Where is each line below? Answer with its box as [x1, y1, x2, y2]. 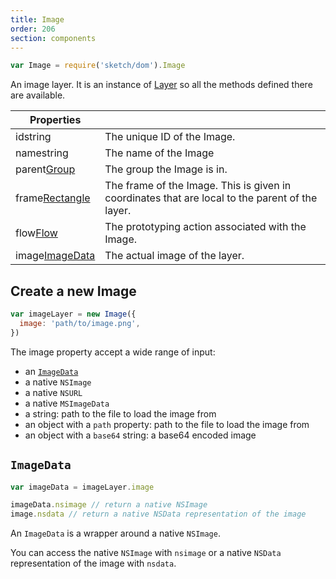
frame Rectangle [15, 191, 91, 205]
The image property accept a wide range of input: [10, 346, 216, 358]
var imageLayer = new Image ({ [10, 309, 137, 320]
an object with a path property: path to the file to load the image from [24, 418, 310, 430]
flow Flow [15, 226, 58, 240]
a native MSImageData [24, 397, 110, 409]
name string [15, 146, 69, 160]
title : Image [10, 14, 65, 25]
